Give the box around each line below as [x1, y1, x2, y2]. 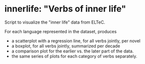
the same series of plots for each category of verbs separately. [11, 53, 137, 59]
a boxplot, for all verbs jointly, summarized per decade [11, 43, 120, 49]
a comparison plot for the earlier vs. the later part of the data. [11, 48, 134, 54]
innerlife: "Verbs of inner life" [4, 3, 126, 14]
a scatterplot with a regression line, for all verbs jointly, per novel [11, 38, 141, 44]
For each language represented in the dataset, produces [4, 28, 117, 34]
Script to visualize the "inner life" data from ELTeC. [4, 19, 105, 25]
